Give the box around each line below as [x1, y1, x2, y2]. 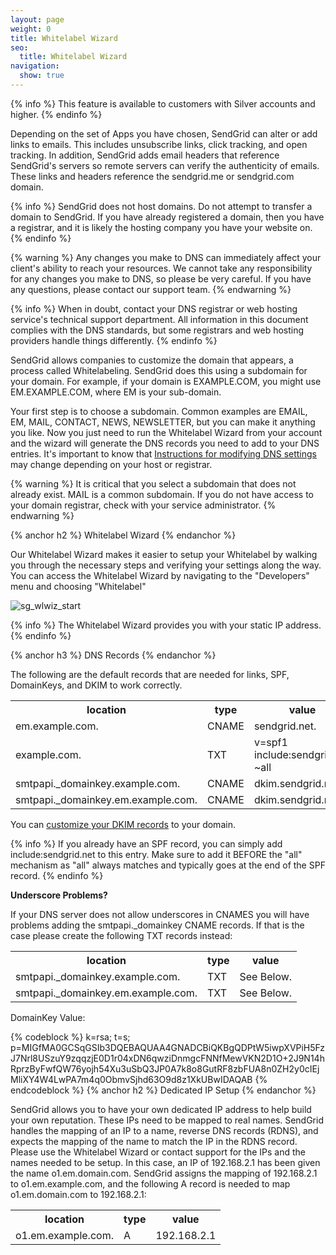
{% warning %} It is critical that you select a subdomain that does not [10, 477, 297, 490]
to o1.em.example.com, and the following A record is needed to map [10, 1177, 291, 1190]
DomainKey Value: [10, 1011, 86, 1023]
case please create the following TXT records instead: [10, 929, 233, 941]
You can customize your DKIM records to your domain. [10, 818, 236, 830]
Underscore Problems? [10, 889, 108, 901]
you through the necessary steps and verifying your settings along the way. [10, 559, 322, 571]
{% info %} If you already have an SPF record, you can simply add [10, 837, 283, 850]
